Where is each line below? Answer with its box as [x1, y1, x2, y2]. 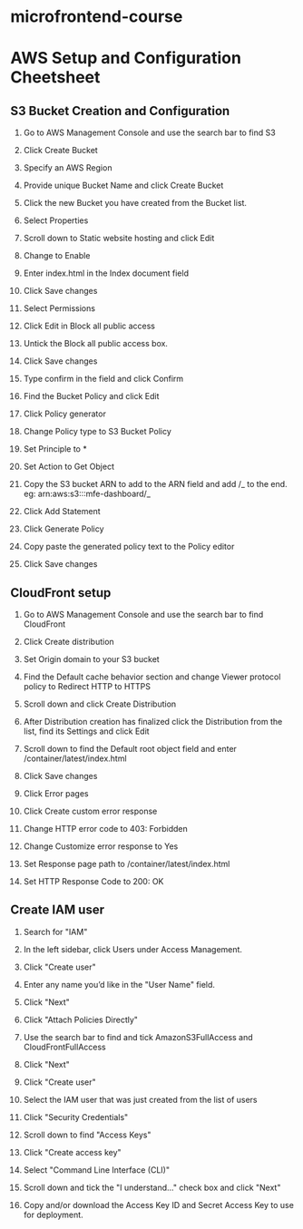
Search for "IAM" [23, 926, 88, 937]
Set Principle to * [23, 444, 87, 454]
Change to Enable [23, 250, 91, 261]
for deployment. [23, 1209, 84, 1220]
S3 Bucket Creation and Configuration [10, 102, 230, 119]
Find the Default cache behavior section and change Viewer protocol [23, 671, 281, 682]
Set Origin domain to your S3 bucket [23, 654, 160, 664]
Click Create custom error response [23, 805, 158, 816]
